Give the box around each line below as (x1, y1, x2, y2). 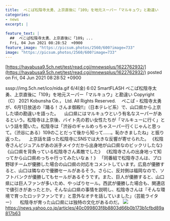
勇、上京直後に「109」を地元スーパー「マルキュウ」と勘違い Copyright (5, 91, 155, 97)
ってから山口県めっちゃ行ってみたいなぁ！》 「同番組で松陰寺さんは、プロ (5, 155, 162, 161)
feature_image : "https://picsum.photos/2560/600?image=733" (5, 45, 135, 50)
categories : (5, 12, 30, 17)
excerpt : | (5, 21, 28, 27)
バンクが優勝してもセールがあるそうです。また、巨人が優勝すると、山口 (14, 173, 165, 180)
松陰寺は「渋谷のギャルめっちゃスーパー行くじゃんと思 (40, 123, 156, 129)
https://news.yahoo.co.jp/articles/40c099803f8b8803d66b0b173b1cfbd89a (5, 205, 164, 211)
